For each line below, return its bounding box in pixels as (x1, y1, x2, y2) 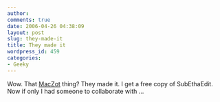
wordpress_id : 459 (7, 49, 60, 55)
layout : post (7, 29, 45, 36)
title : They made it (7, 42, 67, 49)
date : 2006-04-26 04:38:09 (7, 23, 85, 29)
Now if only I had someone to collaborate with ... (7, 87, 144, 95)
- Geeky (7, 61, 30, 68)
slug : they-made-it (7, 36, 63, 42)
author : (7, 10, 30, 17)
